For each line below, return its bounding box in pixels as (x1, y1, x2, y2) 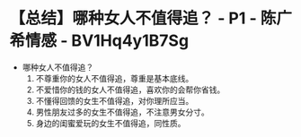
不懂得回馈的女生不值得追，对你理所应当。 (35, 95, 194, 106)
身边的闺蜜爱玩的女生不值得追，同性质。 (35, 117, 186, 128)
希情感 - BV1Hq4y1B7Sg (9, 30, 190, 51)
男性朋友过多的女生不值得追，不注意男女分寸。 (35, 107, 209, 117)
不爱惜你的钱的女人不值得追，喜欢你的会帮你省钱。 (35, 84, 226, 95)
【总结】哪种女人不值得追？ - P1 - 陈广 (9, 8, 292, 29)
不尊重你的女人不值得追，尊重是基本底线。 (35, 73, 194, 83)
